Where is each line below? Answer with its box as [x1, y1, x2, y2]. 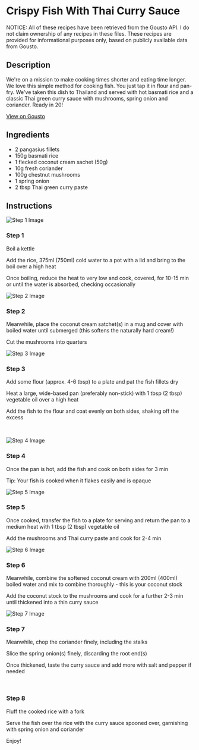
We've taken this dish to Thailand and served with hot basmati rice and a [15, 88, 194, 96]
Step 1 [6, 231, 24, 240]
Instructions [6, 200, 52, 211]
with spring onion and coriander [6, 726, 84, 733]
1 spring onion [14, 177, 49, 184]
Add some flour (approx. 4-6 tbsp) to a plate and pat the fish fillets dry [6, 378, 179, 385]
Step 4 [6, 452, 26, 460]
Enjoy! [6, 737, 22, 744]
